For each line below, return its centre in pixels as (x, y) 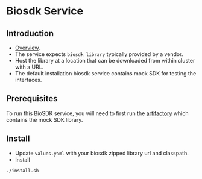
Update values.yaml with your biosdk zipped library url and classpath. (102, 153)
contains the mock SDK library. (45, 119)
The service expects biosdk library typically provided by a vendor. (99, 54)
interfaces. (28, 80)
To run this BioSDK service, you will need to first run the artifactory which (97, 113)
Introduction (30, 33)
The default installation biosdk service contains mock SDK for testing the (106, 73)
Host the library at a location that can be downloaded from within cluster (105, 61)
